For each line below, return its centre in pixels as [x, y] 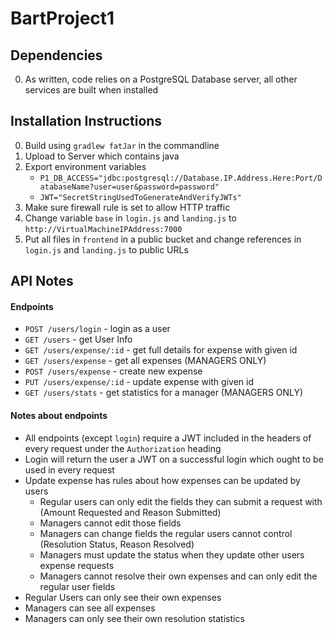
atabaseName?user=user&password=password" [129, 187]
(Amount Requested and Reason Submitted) [130, 512]
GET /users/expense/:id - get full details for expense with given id [161, 350]
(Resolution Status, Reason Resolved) [117, 544]
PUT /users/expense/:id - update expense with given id [139, 382]
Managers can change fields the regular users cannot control [166, 533]
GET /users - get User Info [78, 339]
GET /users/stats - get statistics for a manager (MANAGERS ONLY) [164, 393]
